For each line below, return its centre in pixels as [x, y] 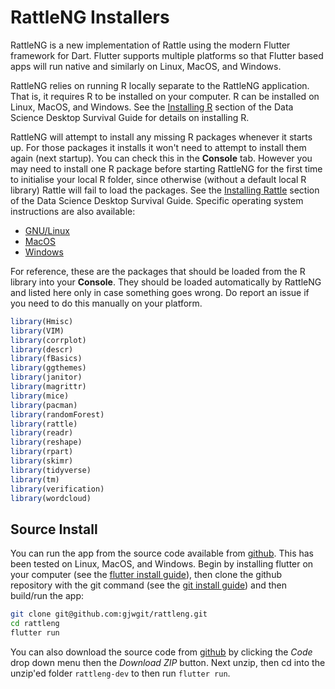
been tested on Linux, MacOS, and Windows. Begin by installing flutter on [162, 564]
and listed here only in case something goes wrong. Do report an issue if [160, 292]
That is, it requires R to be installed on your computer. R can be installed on [165, 96]
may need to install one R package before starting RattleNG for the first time [166, 168]
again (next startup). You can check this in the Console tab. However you [161, 158]
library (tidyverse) [51, 470]
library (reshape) [46, 442]
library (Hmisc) [42, 321]
